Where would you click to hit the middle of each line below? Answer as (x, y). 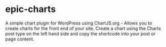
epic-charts (31, 9)
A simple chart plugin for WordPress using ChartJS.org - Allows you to (79, 23)
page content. (20, 39)
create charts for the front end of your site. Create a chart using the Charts (83, 28)
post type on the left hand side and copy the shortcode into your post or (80, 33)
